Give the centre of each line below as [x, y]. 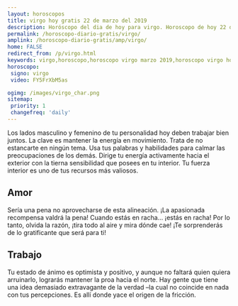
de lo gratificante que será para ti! [57, 232]
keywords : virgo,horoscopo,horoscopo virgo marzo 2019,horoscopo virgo [115, 60]
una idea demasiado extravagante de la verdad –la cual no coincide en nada [118, 287]
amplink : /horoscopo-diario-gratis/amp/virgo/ [77, 40]
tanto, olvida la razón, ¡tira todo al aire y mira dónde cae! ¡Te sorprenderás [115, 225]
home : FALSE [25, 47]
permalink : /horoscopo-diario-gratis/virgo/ [74, 34]
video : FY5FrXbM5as [39, 80]
